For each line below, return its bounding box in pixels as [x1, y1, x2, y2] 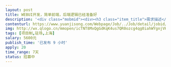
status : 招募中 [5, 54, 35, 59]
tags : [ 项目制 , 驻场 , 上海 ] [5, 31, 55, 36]
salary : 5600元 [5, 36, 37, 41]
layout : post [5, 7, 33, 13]
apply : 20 [5, 45, 26, 50]
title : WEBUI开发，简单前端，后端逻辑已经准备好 [5, 12, 98, 17]
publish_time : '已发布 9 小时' [5, 40, 68, 45]
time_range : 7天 [5, 49, 39, 54]
